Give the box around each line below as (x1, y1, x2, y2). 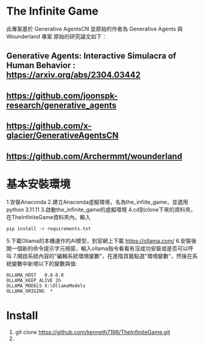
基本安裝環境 (6, 177, 71, 191)
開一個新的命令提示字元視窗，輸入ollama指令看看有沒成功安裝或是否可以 (6, 245, 189, 252)
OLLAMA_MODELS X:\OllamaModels (6, 283, 86, 289)
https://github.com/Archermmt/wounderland (6, 151, 183, 161)
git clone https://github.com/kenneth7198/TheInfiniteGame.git (15, 329, 171, 336)
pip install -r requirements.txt (6, 226, 91, 232)
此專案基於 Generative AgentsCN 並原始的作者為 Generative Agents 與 (6, 25, 183, 32)
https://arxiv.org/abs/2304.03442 (6, 70, 141, 80)
